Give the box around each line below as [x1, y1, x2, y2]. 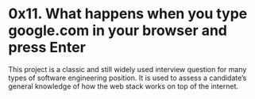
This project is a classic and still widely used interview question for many [8, 64, 247, 74]
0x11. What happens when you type [8, 5, 248, 23]
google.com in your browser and [8, 21, 228, 40]
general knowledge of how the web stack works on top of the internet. [8, 81, 239, 91]
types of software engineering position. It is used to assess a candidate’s [8, 73, 247, 82]
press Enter [8, 39, 86, 56]
